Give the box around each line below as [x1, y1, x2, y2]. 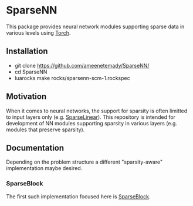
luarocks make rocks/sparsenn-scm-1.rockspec [14, 74, 130, 81]
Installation [6, 46, 48, 57]
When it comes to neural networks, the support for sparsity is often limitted [6, 107, 188, 114]
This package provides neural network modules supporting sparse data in [6, 23, 185, 30]
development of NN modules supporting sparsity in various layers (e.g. [6, 119, 178, 127]
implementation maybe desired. [6, 165, 83, 172]
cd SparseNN [14, 68, 48, 75]
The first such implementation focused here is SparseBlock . [6, 192, 151, 200]
